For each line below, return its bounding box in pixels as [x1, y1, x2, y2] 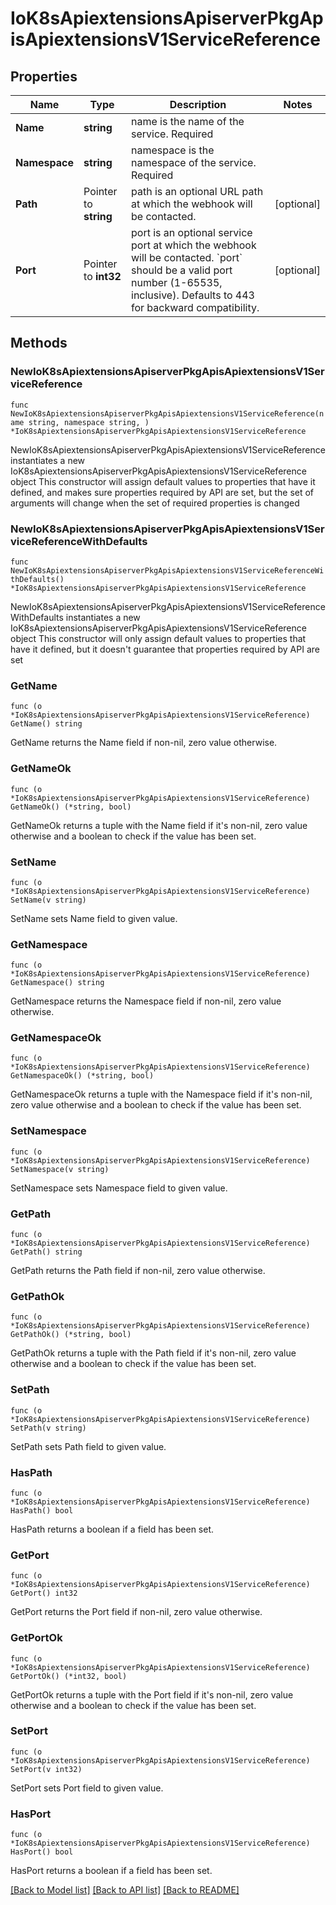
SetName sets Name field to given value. [10, 912, 178, 924]
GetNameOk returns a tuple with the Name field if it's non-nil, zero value [10, 819, 308, 831]
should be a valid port [131, 263, 233, 277]
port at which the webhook [131, 238, 257, 252]
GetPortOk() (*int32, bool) [10, 1671, 128, 1681]
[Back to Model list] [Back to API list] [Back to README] [10, 1884, 240, 1896]
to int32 [83, 270, 122, 283]
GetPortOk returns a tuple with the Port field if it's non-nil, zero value [10, 1688, 294, 1701]
